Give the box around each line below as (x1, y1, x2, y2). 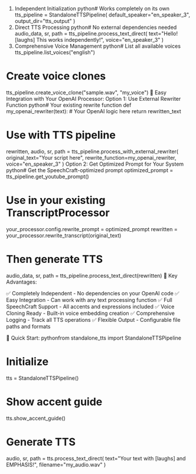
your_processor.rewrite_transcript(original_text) (6, 232, 122, 239)
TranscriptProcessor (6, 206, 110, 220)
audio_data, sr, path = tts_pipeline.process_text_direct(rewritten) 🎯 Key (6, 272, 178, 279)
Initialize (6, 355, 49, 368)
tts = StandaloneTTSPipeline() (6, 374, 79, 381)
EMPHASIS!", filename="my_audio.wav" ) (6, 461, 106, 468)
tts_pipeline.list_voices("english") (14, 49, 96, 55)
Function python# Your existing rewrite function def (6, 101, 132, 108)
